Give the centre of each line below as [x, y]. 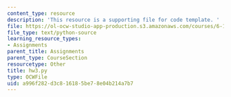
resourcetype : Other [37, 64]
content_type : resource [41, 13]
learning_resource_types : [44, 39]
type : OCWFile [27, 77]
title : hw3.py [27, 70]
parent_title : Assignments [46, 52]
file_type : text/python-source [52, 32]
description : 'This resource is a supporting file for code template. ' [113, 20]
